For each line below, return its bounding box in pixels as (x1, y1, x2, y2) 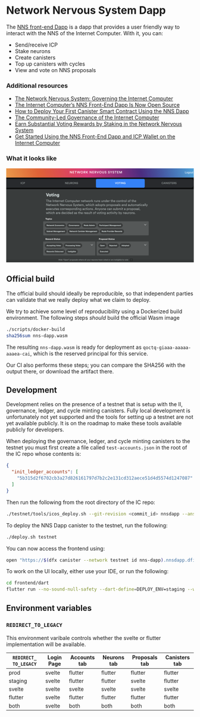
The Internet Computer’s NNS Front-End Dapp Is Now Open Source (14, 101, 180, 109)
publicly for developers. (6, 426, 64, 433)
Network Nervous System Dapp (6, 4, 166, 17)
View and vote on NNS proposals (14, 66, 96, 73)
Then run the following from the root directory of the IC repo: (6, 499, 156, 506)
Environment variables (6, 603, 92, 613)
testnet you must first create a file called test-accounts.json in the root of (6, 444, 187, 451)
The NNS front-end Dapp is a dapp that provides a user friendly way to (6, 23, 180, 30)
